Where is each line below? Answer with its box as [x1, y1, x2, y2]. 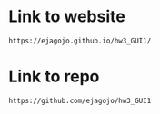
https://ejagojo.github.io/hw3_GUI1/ [8, 36, 152, 45]
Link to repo [8, 66, 100, 87]
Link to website [8, 6, 126, 27]
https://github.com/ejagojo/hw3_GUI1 [8, 96, 152, 105]
